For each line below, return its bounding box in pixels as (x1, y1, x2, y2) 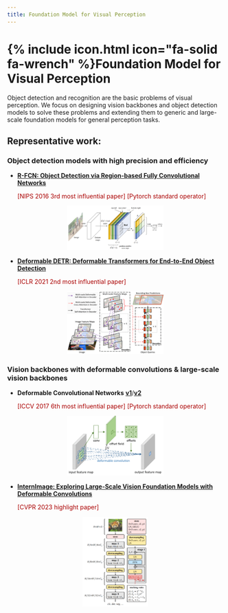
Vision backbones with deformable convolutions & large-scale (7, 365, 220, 375)
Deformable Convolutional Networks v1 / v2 (16, 389, 142, 397)
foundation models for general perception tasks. (23, 115, 160, 124)
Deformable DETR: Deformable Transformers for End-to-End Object (16, 257, 214, 265)
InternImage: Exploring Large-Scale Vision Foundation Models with (16, 482, 213, 491)
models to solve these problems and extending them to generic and (7, 108, 198, 116)
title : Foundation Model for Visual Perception (7, 11, 146, 18)
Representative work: (7, 135, 102, 147)
